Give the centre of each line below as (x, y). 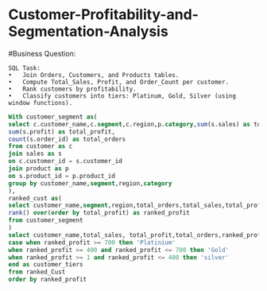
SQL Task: (25, 68)
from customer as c (41, 146)
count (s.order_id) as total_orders (67, 139)
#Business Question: (42, 53)
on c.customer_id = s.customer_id (66, 161)
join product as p (39, 169)
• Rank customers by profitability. (72, 89)
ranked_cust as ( (35, 198)
